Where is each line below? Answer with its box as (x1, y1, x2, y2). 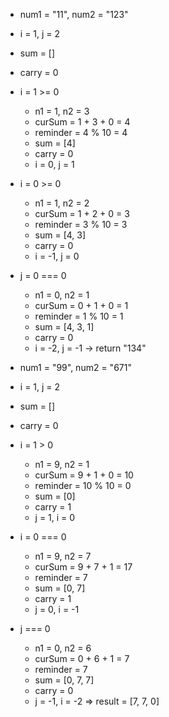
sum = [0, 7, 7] (34, 674, 95, 686)
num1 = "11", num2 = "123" (19, 9, 129, 20)
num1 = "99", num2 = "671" (19, 362, 132, 373)
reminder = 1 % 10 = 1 (34, 310, 124, 322)
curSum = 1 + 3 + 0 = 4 (34, 116, 131, 128)
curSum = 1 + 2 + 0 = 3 (34, 208, 130, 219)
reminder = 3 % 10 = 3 (34, 219, 128, 230)
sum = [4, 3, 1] (34, 321, 95, 333)
